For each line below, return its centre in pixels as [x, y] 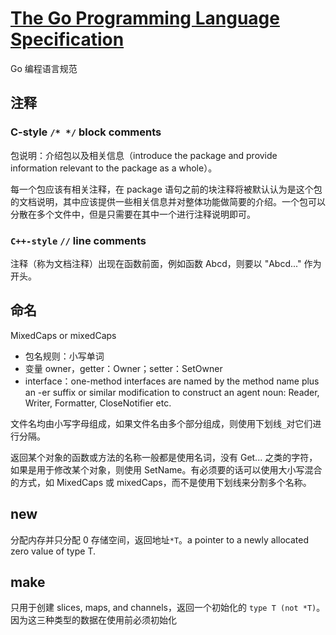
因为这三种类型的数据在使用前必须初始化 [93, 620]
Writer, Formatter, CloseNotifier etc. [98, 403]
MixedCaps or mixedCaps [63, 335]
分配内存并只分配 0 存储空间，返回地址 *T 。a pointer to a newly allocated [159, 539]
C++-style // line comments [78, 240]
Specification [67, 39]
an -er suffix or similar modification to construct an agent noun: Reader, [172, 392]
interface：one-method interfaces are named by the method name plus [172, 381]
